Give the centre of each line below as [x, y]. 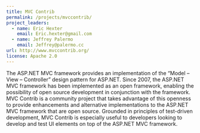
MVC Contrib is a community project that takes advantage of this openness [99, 98]
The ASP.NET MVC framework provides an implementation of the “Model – [98, 73]
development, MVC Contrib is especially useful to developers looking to [94, 117]
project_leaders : [28, 23]
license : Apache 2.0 [32, 56]
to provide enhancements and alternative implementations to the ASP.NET [97, 104]
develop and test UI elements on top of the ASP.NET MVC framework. [92, 123]
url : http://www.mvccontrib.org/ [48, 51]
